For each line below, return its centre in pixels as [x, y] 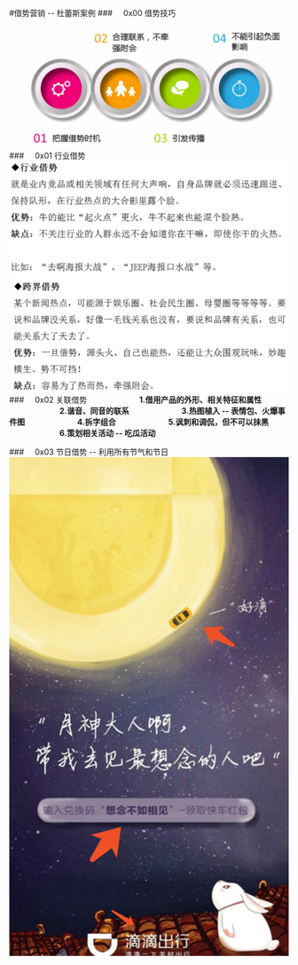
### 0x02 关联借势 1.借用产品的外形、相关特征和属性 [136, 399]
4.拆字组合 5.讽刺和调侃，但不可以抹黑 [173, 422]
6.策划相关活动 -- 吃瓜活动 [107, 432]
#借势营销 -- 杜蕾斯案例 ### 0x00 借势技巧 [92, 13]
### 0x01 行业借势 [47, 156]
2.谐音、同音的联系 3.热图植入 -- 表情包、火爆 [168, 410]
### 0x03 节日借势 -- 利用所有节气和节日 [89, 452]
